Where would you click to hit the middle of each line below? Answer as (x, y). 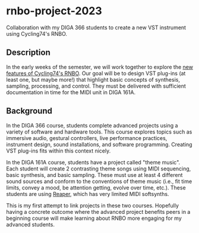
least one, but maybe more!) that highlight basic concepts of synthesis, (93, 79)
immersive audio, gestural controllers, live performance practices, (87, 138)
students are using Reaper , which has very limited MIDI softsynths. (88, 194)
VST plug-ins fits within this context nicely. (59, 151)
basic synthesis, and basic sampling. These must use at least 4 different (94, 175)
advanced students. (31, 224)
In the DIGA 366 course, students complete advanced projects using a (92, 125)
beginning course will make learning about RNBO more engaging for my (94, 218)
